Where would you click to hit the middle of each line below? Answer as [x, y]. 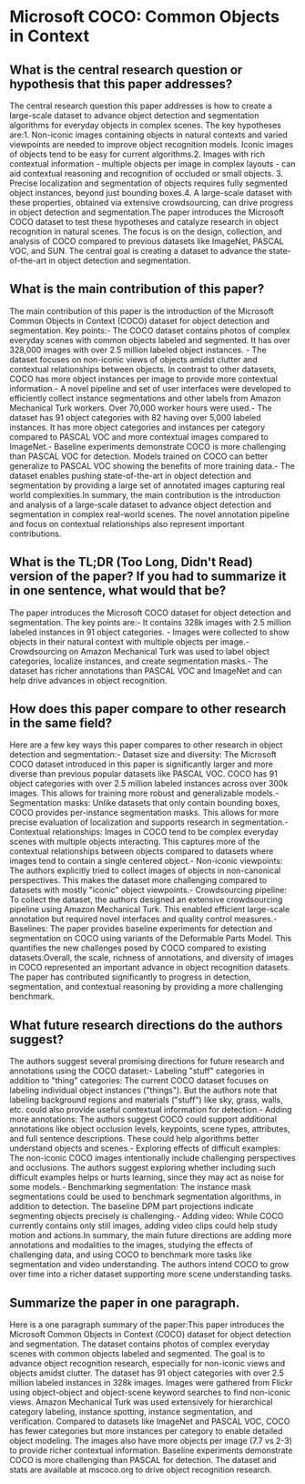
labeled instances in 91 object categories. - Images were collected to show [149, 632]
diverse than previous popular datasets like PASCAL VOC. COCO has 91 [143, 774]
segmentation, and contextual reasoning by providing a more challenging [147, 987]
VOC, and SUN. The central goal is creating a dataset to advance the [138, 251]
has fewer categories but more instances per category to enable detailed [146, 1431]
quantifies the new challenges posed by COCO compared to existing [138, 948]
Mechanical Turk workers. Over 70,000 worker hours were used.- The [141, 408]
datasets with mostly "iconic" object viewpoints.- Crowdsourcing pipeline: [148, 890]
